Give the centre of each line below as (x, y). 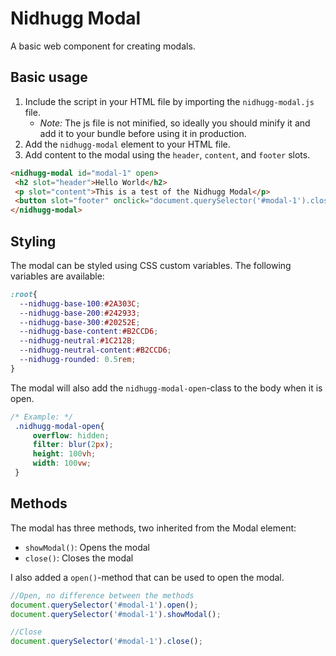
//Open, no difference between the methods (102, 595)
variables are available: (57, 276)
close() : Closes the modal (79, 558)
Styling (33, 241)
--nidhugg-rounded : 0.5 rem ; (78, 360)
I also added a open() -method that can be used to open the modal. (147, 577)
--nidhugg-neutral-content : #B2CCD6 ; (95, 350)
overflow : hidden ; (71, 435)
